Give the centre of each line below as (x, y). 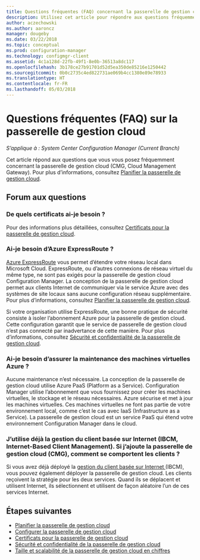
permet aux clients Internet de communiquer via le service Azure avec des (97, 287)
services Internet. (28, 492)
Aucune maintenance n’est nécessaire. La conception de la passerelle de (96, 379)
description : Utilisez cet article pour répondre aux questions (87, 17)
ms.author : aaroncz (30, 28)
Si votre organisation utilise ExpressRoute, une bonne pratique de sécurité (97, 311)
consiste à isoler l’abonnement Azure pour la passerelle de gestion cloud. (96, 318)
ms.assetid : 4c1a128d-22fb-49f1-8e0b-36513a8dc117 (70, 61)
